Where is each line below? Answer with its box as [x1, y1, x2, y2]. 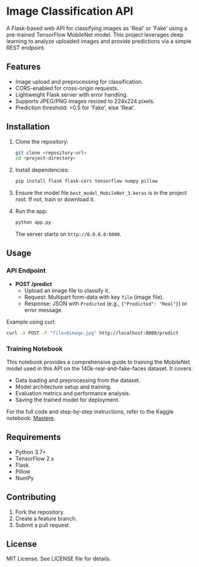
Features [6, 62, 41, 72]
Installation [6, 122, 50, 132]
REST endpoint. [6, 44, 46, 51]
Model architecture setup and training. [15, 383, 112, 390]
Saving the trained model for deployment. [15, 396, 120, 403]
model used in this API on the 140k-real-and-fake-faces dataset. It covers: [6, 365, 194, 372]
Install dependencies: [15, 166, 70, 174]
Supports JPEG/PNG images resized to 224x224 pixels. [15, 97, 155, 104]
